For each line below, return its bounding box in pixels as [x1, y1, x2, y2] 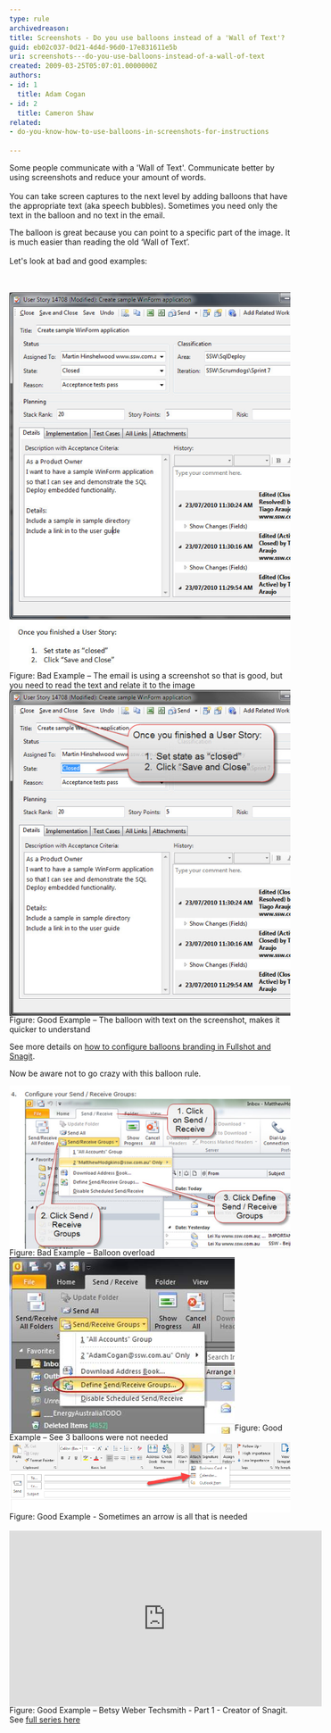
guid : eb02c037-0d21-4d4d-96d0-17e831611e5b [9, 43, 178, 52]
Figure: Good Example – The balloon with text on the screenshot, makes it [9, 1014, 280, 1026]
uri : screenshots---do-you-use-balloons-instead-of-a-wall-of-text [9, 52, 266, 62]
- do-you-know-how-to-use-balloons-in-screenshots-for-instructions [9, 128, 269, 137]
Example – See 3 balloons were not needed [9, 1431, 169, 1442]
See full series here [9, 1714, 80, 1725]
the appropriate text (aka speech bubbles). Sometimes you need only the [9, 201, 278, 211]
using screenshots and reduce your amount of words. [9, 172, 207, 182]
